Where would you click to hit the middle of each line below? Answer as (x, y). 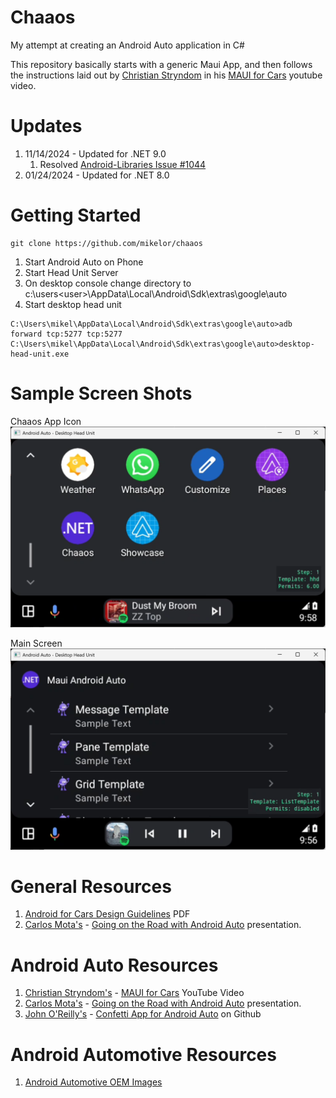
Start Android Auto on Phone (84, 262)
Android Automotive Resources (143, 1054)
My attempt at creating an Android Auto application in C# (127, 45)
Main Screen (36, 643)
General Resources (91, 886)
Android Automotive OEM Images (93, 1082)
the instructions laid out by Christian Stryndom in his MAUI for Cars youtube (166, 75)
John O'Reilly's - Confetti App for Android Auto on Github (143, 1014)
